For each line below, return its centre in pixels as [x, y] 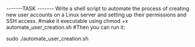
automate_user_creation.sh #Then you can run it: [66, 27]
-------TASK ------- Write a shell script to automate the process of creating [97, 9]
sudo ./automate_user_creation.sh [47, 38]
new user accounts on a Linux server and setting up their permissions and [96, 15]
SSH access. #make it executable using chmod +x [67, 21]
